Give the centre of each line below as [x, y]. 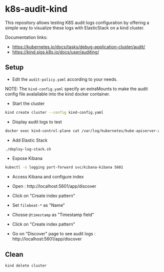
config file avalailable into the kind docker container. [58, 94]
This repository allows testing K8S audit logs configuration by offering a [77, 23]
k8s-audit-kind [36, 9]
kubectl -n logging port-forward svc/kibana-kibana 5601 [64, 168]
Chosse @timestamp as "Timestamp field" [53, 215]
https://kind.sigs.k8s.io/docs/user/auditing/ [55, 52]
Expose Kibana [27, 158]
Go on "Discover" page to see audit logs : [54, 234]
